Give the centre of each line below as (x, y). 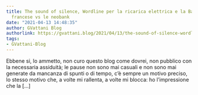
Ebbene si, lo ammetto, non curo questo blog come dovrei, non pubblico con (99, 61)
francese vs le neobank (40, 17)
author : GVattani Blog (34, 28)
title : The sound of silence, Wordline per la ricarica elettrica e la (96, 11)
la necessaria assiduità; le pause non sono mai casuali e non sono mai (91, 67)
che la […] (18, 86)
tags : (13, 39)
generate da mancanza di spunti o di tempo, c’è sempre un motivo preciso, (97, 73)
